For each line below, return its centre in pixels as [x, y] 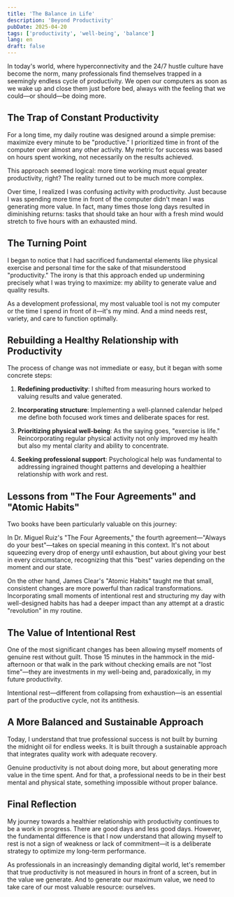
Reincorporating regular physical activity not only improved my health [117, 439]
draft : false [26, 46]
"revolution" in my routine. [45, 611]
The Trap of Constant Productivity [83, 118]
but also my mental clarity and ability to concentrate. [93, 446]
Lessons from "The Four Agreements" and [102, 496]
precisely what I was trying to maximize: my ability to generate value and [112, 282]
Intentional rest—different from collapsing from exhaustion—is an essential [115, 693]
